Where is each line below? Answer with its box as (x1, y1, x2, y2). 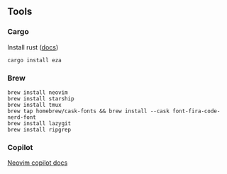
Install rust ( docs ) (7, 42, 59, 52)
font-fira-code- (172, 108, 221, 115)
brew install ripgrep (7, 126, 72, 133)
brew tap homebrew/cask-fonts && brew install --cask (7, 108, 170, 115)
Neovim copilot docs (7, 158, 68, 167)
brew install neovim (7, 88, 69, 96)
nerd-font (7, 113, 37, 121)
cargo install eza (7, 57, 62, 64)
